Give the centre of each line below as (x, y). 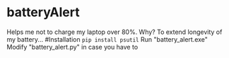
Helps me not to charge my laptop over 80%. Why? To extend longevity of (114, 32)
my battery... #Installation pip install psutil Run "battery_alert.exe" (107, 39)
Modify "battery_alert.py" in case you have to (72, 47)
